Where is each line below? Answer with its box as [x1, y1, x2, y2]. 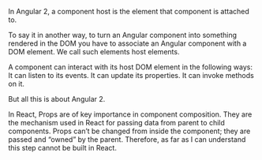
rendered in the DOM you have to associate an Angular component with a [8, 39, 247, 48]
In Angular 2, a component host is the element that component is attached [8, 7, 250, 16]
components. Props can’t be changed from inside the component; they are [8, 126, 251, 136]
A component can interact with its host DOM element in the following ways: [8, 62, 253, 72]
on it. [8, 79, 25, 88]
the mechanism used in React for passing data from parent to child [8, 118, 225, 127]
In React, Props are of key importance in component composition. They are [8, 110, 253, 119]
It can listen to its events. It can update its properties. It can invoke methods [8, 71, 254, 80]
